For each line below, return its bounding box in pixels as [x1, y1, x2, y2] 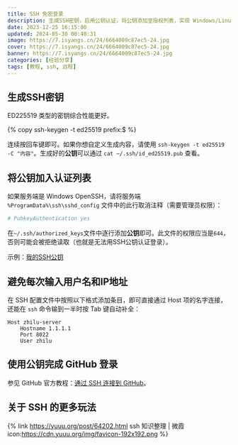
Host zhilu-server [7, 319, 62, 326]
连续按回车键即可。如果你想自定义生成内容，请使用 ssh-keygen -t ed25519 [7, 140, 225, 149]
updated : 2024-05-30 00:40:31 [7, 30, 97, 38]
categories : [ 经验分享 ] [7, 57, 73, 64]
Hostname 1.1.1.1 [20, 324, 72, 332]
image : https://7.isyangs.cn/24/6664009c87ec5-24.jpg [7, 37, 170, 44]
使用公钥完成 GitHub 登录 [7, 358, 118, 370]
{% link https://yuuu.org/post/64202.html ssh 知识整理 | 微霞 [7, 422, 185, 430]
